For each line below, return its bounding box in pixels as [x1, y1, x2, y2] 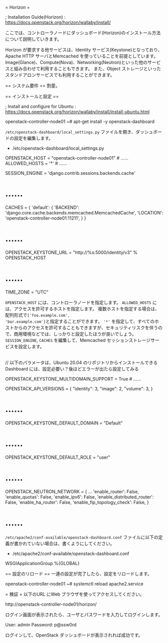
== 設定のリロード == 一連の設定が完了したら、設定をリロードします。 [5, 570, 152, 577]
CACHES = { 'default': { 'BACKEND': [5, 204, 79, 210]
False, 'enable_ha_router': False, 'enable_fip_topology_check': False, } [5, 499, 149, 505]
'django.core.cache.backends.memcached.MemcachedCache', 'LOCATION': [5, 209, 163, 216]
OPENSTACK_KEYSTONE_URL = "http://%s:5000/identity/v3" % [5, 249, 138, 255]
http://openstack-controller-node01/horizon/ [5, 601, 97, 607]
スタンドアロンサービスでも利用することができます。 [5, 72, 115, 78]
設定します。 [18, 343, 45, 349]
